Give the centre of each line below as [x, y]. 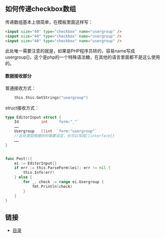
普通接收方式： [20, 88]
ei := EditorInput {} [35, 163]
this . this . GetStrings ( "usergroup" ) [51, 97]
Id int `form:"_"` [47, 122]
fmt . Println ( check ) [52, 186]
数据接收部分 [18, 76]
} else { [23, 177]
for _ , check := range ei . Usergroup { [63, 182]
